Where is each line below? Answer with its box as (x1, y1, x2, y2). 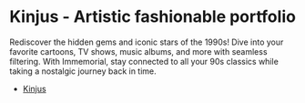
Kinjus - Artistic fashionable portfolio (9, 6, 296, 27)
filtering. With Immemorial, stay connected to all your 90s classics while (9, 56, 280, 67)
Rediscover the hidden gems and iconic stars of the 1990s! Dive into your (9, 36, 284, 47)
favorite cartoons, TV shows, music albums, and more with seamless (9, 46, 268, 57)
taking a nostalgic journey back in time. (9, 66, 157, 77)
